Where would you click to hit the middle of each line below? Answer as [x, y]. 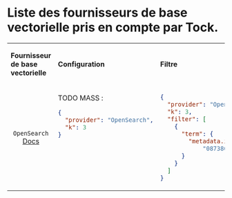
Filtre [169, 64]
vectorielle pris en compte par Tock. [113, 27]
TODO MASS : [80, 98]
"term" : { [197, 134]
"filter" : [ [186, 119]
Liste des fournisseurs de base [97, 13]
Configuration [81, 64]
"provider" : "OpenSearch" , [109, 120]
